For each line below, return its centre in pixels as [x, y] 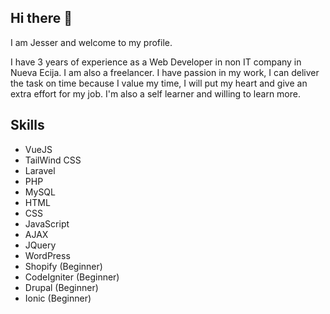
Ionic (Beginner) [58, 298]
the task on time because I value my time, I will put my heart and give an [159, 83]
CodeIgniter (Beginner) [72, 277]
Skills [27, 125]
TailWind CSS [53, 160]
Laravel [40, 170]
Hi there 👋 [41, 18]
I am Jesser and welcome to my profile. [91, 42]
